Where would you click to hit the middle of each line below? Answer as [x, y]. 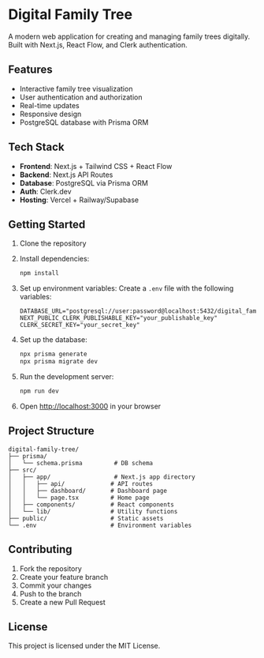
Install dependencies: [54, 259]
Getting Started [47, 224]
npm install [39, 273]
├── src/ [22, 470]
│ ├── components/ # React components [91, 504]
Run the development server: [67, 376]
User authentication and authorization [81, 97]
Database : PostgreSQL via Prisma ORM [84, 182]
